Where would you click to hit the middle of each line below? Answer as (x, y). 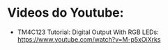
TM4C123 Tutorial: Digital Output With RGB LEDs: (88, 32)
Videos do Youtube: (66, 13)
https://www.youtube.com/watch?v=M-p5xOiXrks (89, 39)
